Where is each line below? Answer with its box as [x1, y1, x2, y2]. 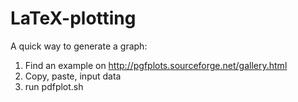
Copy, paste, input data [24, 70, 122, 82]
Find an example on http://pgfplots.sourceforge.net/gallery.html [24, 59, 288, 71]
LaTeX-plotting [10, 7, 137, 30]
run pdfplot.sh [24, 80, 84, 92]
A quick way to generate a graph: [10, 40, 148, 52]
